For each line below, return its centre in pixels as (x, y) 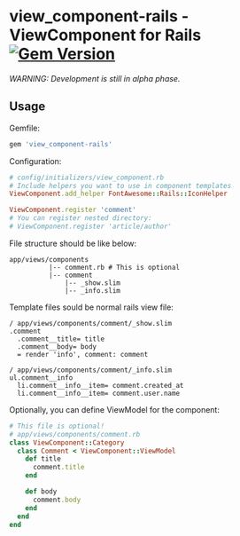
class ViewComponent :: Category (67, 442)
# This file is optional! (57, 426)
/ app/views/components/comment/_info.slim (91, 370)
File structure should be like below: (73, 243)
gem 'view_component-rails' (61, 144)
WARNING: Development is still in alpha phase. (95, 78)
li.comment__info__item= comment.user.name (98, 393)
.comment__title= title (61, 339)
